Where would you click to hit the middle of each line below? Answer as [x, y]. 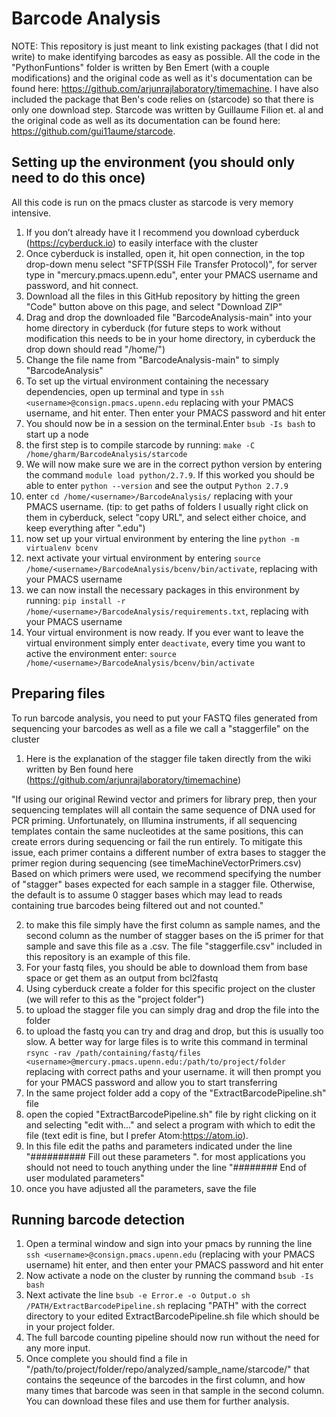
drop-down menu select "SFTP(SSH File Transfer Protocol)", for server [171, 264]
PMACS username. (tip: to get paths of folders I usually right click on [167, 506]
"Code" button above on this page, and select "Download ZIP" [154, 306]
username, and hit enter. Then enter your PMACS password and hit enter [175, 413]
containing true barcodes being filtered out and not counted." [137, 905]
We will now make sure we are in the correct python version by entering [174, 464]
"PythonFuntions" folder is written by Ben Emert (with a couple [140, 67]
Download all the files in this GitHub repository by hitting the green [163, 296]
